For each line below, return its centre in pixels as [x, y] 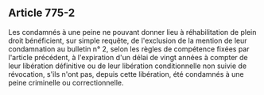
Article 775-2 [42, 13]
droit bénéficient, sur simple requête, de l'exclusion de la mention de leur [128, 40]
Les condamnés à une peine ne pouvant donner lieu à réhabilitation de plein [132, 32]
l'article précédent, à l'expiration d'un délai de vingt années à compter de [128, 57]
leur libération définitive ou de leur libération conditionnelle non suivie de [128, 66]
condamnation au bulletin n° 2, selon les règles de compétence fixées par [129, 49]
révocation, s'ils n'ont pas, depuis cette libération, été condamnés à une [126, 74]
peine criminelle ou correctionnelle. [66, 82]
